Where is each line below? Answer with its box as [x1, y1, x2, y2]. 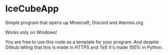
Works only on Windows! [5, 29, 57, 35]
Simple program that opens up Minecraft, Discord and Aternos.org [5, 19, 143, 25]
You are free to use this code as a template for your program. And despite [5, 38, 159, 45]
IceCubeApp [5, 3, 59, 14]
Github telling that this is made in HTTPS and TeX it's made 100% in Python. [5, 44, 163, 50]
